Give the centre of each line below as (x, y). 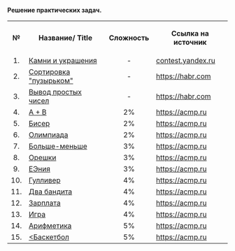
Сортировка (50, 72)
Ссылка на (190, 33)
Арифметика (50, 225)
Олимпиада (49, 135)
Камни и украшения (63, 60)
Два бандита (51, 192)
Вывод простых (56, 92)
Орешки (43, 158)
